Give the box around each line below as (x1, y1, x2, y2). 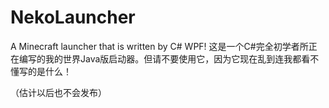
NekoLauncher (10, 6, 136, 29)
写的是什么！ (18, 65, 72, 77)
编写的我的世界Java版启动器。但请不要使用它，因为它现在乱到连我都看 (18, 52, 311, 65)
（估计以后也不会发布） (10, 86, 107, 98)
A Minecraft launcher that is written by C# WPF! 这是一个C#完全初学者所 (10, 40, 309, 52)
